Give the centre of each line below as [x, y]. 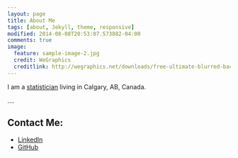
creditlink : [32, 67]
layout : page [27, 14]
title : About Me [31, 21]
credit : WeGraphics [42, 60]
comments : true [30, 40]
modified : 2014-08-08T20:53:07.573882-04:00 [74, 34]
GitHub [28, 147]
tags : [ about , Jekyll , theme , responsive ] [71, 27]
